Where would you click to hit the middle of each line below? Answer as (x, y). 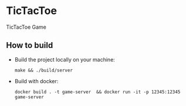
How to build (30, 45)
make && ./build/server (44, 70)
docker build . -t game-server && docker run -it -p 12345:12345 (97, 92)
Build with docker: (36, 81)
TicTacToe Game (26, 27)
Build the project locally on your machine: (65, 59)
